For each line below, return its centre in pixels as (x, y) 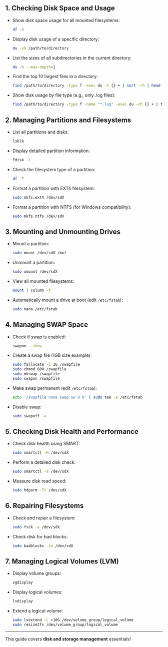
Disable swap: (27, 407)
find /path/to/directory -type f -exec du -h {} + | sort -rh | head (86, 86)
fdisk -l (21, 160)
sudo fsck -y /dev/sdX (36, 527)
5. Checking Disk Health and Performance (72, 432)
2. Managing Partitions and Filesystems (68, 120)
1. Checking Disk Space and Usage (60, 8)
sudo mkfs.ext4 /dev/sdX (38, 197)
